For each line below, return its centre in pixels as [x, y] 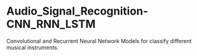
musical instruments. [33, 47]
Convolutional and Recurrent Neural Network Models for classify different [99, 41]
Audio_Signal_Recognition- [77, 11]
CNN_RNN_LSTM [51, 24]
